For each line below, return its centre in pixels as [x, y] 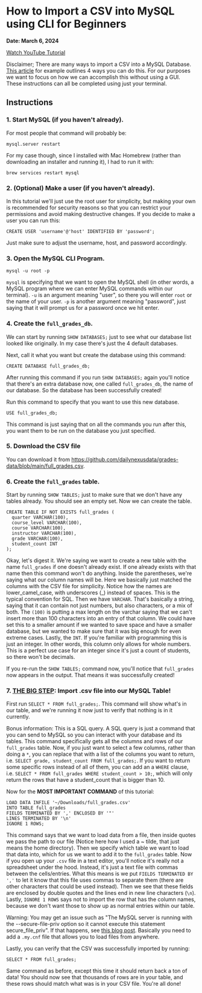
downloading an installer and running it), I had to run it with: [80, 162]
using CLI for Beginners [66, 24]
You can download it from [38, 459]
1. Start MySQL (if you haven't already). [65, 120]
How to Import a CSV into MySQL [90, 11]
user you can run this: [33, 220]
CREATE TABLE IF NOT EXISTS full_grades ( [60, 513]
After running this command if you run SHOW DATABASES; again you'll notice [98, 377]
